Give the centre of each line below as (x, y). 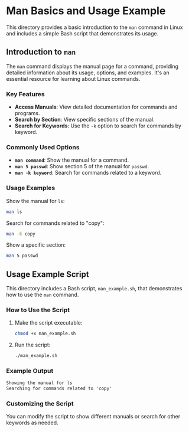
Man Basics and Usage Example (86, 11)
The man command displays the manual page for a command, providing (92, 66)
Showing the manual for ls (39, 383)
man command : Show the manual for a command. (71, 160)
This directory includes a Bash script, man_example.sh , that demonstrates (94, 289)
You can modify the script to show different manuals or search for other (93, 417)
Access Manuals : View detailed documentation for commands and (96, 107)
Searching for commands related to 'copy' (59, 389)
